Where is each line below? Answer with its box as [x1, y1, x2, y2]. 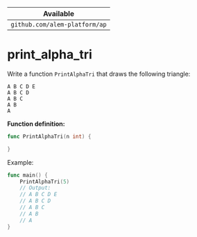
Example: [7, 158, 34, 166]
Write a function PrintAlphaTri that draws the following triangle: [7, 70, 191, 78]
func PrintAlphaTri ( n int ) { [7, 133, 92, 140]
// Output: [19, 184, 51, 192]
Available [42, 9, 75, 18]
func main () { [7, 172, 49, 179]
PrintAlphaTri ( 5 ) [19, 178, 70, 185]
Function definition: [7, 120, 66, 128]
